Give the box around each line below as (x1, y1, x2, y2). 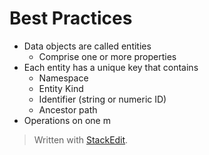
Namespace (38, 72, 89, 84)
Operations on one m (23, 114, 111, 126)
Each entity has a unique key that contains (23, 61, 199, 73)
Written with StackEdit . (33, 133, 129, 146)
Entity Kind (38, 82, 84, 94)
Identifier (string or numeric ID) (38, 93, 167, 105)
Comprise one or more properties (38, 50, 177, 62)
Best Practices (9, 7, 133, 30)
